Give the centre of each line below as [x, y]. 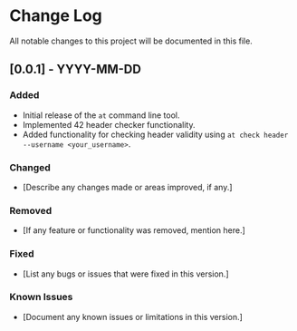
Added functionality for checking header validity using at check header [155, 134]
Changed [30, 167]
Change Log [56, 16]
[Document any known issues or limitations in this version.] [132, 316]
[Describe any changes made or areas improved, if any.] [127, 187]
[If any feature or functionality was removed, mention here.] [134, 230]
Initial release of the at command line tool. [101, 115]
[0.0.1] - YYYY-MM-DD [76, 69]
